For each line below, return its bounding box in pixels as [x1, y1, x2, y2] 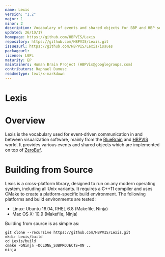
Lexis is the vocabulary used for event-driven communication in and [5, 131, 143, 137]
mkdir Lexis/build [5, 234, 43, 239]
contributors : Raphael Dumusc [5, 67, 67, 72]
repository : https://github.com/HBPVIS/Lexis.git [5, 39, 109, 44]
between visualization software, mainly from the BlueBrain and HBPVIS [5, 136, 149, 142]
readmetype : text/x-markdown [5, 71, 65, 76]
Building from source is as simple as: [5, 220, 80, 226]
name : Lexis [5, 7, 29, 12]
